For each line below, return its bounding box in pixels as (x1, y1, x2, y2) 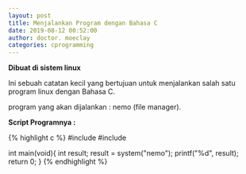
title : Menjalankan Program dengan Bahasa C (8, 19, 158, 27)
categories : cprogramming (8, 41, 94, 49)
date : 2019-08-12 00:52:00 (8, 26, 98, 34)
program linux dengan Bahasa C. (8, 87, 116, 96)
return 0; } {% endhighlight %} (8, 157, 108, 167)
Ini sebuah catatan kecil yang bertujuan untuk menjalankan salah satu (8, 79, 236, 88)
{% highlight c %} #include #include (8, 133, 127, 143)
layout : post (8, 11, 52, 20)
